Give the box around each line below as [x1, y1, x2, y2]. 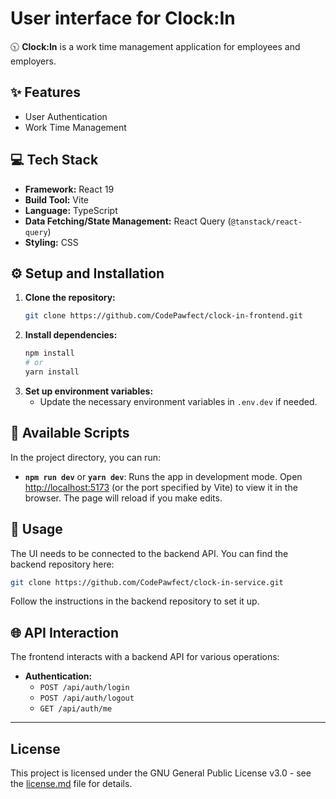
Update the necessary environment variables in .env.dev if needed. [39, 395, 318, 407]
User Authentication [24, 110, 108, 122]
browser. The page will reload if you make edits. [24, 492, 223, 504]
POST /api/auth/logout [39, 693, 135, 704]
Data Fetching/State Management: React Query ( [24, 215, 232, 227]
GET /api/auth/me [39, 704, 113, 714]
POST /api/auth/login [39, 683, 130, 693]
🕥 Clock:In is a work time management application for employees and [10, 40, 301, 52]
